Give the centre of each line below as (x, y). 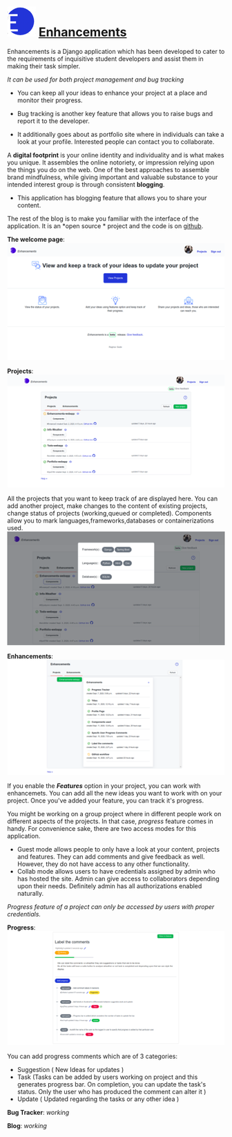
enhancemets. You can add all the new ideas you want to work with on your (115, 793)
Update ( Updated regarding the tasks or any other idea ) (98, 1099)
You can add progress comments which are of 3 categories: (93, 1056)
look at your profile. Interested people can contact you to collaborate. (116, 142)
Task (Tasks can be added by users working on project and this (107, 1077)
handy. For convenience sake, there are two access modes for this (102, 828)
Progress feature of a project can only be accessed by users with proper (111, 906)
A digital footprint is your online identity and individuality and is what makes (116, 155)
